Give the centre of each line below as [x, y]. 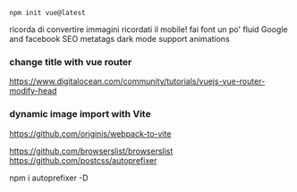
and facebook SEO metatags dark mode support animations [119, 39]
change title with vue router [71, 62]
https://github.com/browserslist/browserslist [91, 151]
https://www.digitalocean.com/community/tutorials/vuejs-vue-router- [137, 81]
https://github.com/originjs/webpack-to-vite [90, 133]
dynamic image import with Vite [80, 114]
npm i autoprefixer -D [49, 178]
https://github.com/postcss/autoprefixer [83, 160]
